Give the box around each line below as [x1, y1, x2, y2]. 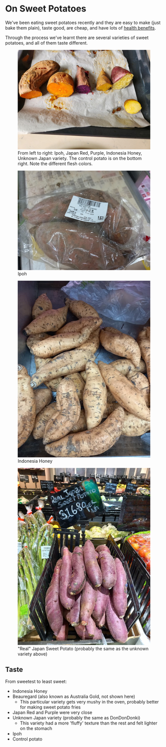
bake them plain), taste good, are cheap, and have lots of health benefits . [5, 25, 156, 31]
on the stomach [19, 725, 52, 731]
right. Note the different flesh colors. [17, 161, 93, 167]
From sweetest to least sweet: [5, 678, 67, 684]
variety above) [17, 651, 47, 657]
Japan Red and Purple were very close [12, 709, 92, 715]
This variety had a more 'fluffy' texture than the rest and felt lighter [19, 720, 157, 726]
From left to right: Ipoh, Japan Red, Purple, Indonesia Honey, [17, 150, 142, 156]
